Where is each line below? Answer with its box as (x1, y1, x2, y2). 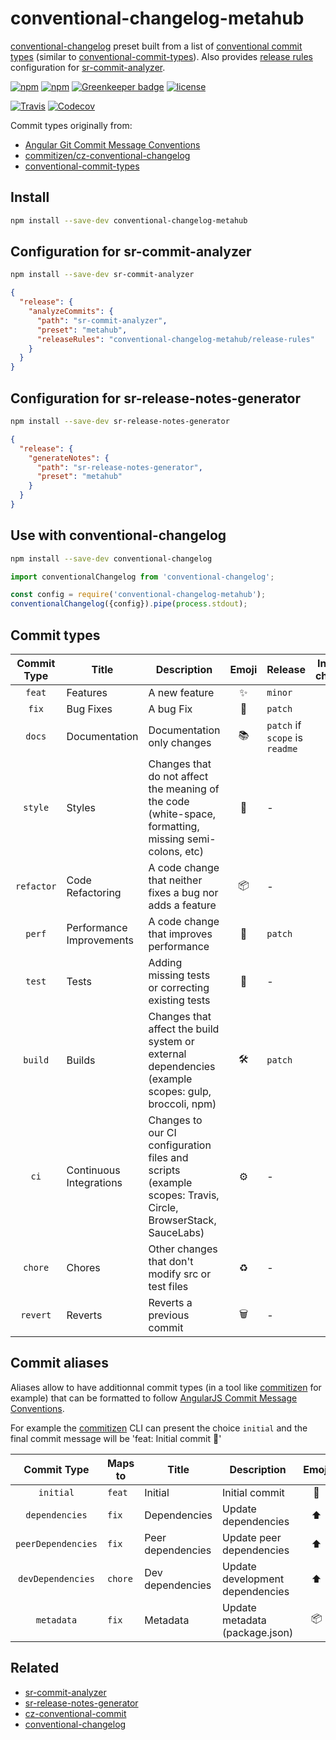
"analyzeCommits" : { (28, 307, 114, 317)
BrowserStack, (148, 1213, 217, 1227)
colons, (148, 845, 183, 858)
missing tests (148, 968, 211, 982)
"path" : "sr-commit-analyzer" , (36, 315, 168, 326)
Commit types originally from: (10, 119, 133, 131)
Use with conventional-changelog (10, 527, 227, 544)
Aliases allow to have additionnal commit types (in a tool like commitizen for (10, 1381, 322, 1393)
